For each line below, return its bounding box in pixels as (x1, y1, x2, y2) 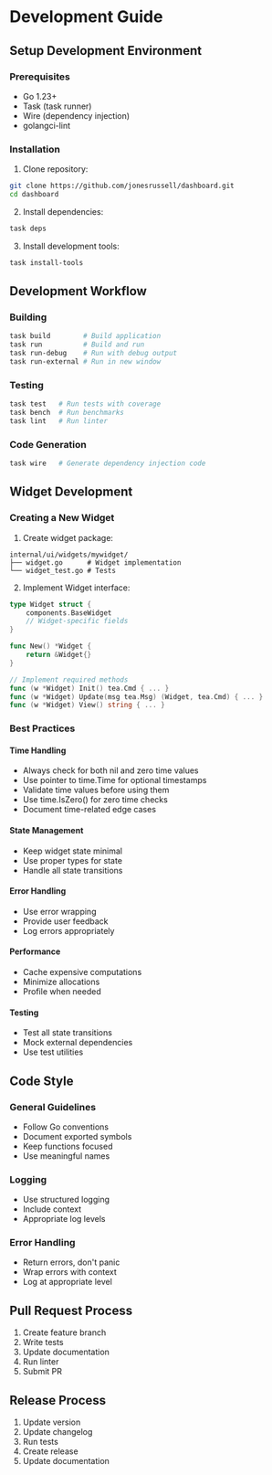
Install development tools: (22, 240, 120, 251)
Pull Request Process (9, 1302, 133, 1318)
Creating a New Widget (9, 512, 115, 525)
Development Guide (9, 6, 163, 27)
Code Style (9, 1073, 74, 1088)
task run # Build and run (9, 340, 145, 349)
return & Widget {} (26, 651, 92, 660)
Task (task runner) (22, 101, 92, 111)
